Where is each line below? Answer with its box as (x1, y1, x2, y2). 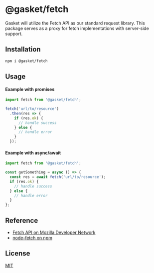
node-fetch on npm (12, 234, 52, 240)
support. (5, 30, 23, 36)
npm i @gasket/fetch (5, 58, 48, 63)
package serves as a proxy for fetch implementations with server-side (5, 25, 150, 31)
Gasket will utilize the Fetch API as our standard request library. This (5, 20, 146, 26)
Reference (5, 216, 38, 224)
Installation (5, 45, 41, 53)
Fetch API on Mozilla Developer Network (12, 229, 96, 235)
